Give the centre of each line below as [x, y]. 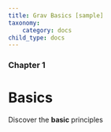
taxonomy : [24, 23]
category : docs [47, 30]
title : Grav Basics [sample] [56, 15]
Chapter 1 [27, 66]
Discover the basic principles [56, 120]
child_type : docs [37, 38]
